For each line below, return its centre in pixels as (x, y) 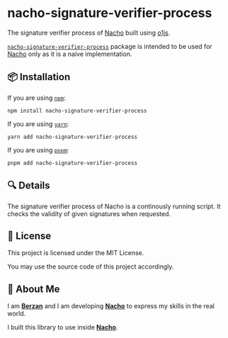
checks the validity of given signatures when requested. (89, 213)
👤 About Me (34, 289)
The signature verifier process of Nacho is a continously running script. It (114, 206)
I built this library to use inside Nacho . (63, 327)
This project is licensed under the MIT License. (76, 253)
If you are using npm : (36, 98)
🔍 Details (29, 186)
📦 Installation (39, 77)
